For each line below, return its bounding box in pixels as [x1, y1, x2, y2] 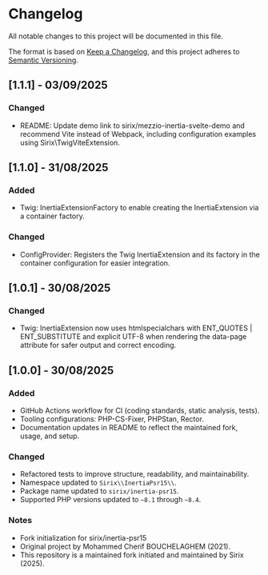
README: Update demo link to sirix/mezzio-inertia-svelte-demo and [19, 121, 246, 130]
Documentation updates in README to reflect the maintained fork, [19, 422, 238, 432]
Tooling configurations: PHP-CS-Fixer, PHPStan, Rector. [19, 413, 204, 424]
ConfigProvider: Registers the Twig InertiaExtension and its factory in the [19, 250, 260, 259]
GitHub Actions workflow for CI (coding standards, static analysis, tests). [19, 405, 260, 415]
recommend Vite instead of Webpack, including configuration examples [19, 129, 257, 138]
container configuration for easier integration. [19, 258, 170, 268]
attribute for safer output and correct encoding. [19, 341, 177, 350]
